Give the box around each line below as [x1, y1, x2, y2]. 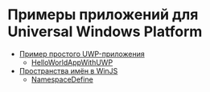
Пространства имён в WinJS [19, 66, 118, 75]
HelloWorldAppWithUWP [31, 58, 113, 67]
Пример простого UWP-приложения [19, 49, 146, 58]
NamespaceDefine [31, 74, 93, 84]
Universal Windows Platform [7, 22, 203, 41]
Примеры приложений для [7, 6, 199, 24]
